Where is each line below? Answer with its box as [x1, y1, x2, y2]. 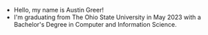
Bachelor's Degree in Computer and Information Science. [13, 21, 178, 28]
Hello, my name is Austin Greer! [13, 6, 104, 14]
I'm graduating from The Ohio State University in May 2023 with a [13, 13, 202, 21]
